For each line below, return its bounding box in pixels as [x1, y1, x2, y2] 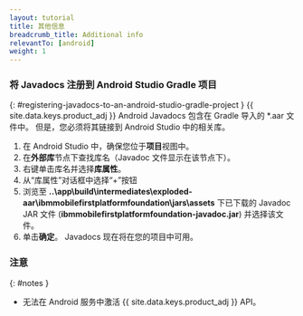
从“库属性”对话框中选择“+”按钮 [22, 175, 137, 186]
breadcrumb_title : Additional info [9, 30, 144, 39]
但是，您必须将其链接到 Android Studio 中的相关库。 [34, 121, 231, 132]
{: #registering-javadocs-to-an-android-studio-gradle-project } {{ [9, 100, 254, 110]
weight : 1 [9, 47, 47, 56]
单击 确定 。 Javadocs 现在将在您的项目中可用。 [22, 232, 199, 243]
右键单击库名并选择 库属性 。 [22, 164, 127, 175]
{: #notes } [9, 277, 50, 288]
